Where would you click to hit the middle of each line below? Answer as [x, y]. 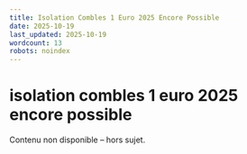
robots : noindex [40, 51]
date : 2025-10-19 [42, 26]
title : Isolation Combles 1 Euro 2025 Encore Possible [114, 18]
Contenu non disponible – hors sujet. [78, 140]
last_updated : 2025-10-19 [58, 34]
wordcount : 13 [36, 43]
